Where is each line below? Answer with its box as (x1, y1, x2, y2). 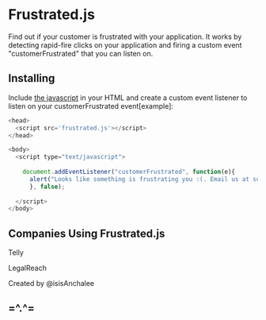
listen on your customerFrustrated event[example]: (8, 101, 174, 110)
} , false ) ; (28, 183, 66, 191)
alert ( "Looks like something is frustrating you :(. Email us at (28, 175, 249, 183)
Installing (8, 71, 55, 85)
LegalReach (8, 264, 47, 273)
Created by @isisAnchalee (8, 279, 95, 288)
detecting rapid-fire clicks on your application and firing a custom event (8, 40, 242, 49)
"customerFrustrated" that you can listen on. (8, 48, 154, 58)
